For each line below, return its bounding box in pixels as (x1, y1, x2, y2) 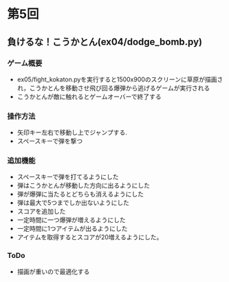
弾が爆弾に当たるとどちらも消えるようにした (17, 190, 144, 199)
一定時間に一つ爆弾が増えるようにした (17, 216, 126, 224)
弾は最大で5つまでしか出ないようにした (17, 199, 129, 207)
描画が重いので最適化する (17, 267, 90, 276)
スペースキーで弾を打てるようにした (17, 173, 119, 181)
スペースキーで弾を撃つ (17, 137, 83, 145)
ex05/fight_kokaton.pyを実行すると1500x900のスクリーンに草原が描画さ (17, 75, 223, 83)
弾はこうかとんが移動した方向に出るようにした (17, 181, 150, 190)
